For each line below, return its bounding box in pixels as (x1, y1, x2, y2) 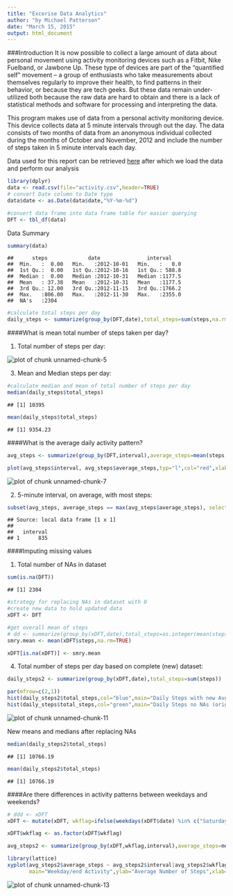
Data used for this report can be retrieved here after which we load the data (7, 157, 223, 166)
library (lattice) (7, 855, 58, 863)
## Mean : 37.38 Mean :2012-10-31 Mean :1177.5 (7, 279, 182, 286)
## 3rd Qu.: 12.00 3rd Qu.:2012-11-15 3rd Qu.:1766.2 (7, 285, 182, 292)
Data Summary (7, 229, 50, 237)
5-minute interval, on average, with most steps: (17, 490, 153, 499)
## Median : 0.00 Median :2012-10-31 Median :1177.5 (7, 273, 182, 280)
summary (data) (7, 242, 49, 249)
